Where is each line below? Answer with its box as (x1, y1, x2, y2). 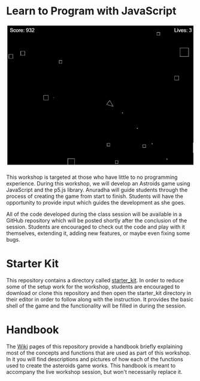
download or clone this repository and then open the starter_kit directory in (6, 289, 192, 297)
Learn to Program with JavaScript (6, 4, 177, 18)
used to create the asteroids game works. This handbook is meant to (6, 362, 176, 369)
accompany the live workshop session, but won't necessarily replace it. (6, 368, 183, 375)
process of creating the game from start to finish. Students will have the (6, 193, 184, 200)
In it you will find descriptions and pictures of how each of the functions (6, 355, 184, 362)
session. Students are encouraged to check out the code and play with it (6, 223, 186, 230)
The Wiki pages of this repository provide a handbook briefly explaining (6, 343, 183, 350)
